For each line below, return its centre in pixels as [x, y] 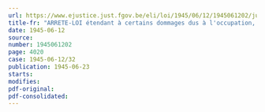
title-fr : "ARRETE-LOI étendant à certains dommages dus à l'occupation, [132, 23]
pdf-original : [32, 89]
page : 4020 [26, 52]
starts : [21, 74]
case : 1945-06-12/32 [42, 60]
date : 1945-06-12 [37, 30]
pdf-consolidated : [38, 96]
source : [21, 37]
